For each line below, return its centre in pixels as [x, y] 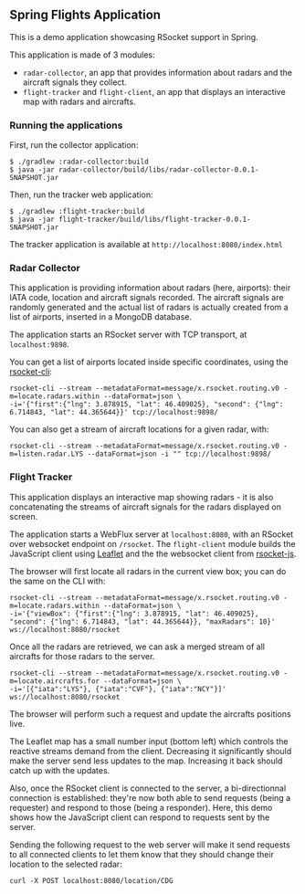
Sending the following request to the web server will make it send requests [150, 845]
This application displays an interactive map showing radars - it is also [142, 497]
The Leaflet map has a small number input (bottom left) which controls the [149, 741]
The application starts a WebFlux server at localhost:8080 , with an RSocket [152, 534]
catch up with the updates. [60, 770]
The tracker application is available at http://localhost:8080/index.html [146, 245]
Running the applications [66, 125]
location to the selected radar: [66, 864]
